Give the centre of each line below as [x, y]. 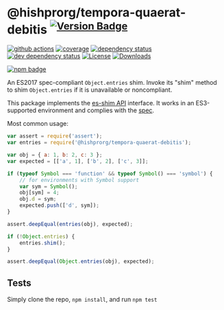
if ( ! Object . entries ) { [41, 236]
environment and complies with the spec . [96, 110]
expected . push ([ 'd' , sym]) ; [59, 206]
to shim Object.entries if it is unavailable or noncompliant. [90, 90]
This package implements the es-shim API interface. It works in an [101, 103]
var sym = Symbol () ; [49, 186]
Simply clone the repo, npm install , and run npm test [82, 300]
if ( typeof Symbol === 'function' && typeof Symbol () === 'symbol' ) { [110, 173]
